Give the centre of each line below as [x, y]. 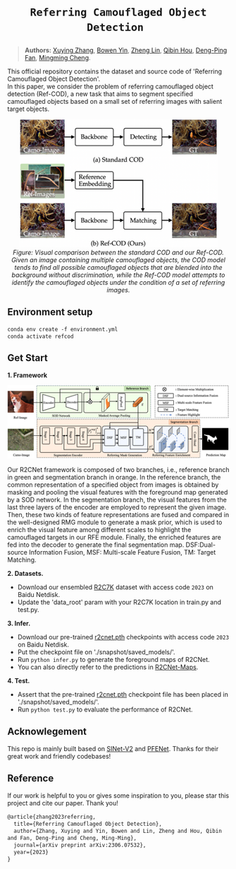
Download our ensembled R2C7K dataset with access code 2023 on [115, 587]
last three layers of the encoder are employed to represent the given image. [117, 507]
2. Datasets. [25, 574]
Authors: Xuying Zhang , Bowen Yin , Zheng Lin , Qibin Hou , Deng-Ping [126, 50]
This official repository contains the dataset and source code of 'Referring [115, 71]
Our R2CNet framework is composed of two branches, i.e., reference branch [118, 470]
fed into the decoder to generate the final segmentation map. [96, 545]
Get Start [27, 358]
